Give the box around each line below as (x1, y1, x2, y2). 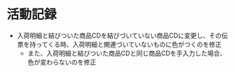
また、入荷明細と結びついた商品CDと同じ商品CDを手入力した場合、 (27, 49, 226, 57)
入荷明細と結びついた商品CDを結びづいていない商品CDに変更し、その (16, 31, 222, 40)
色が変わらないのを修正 (27, 57, 97, 66)
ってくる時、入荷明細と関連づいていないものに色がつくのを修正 (35, 40, 222, 48)
